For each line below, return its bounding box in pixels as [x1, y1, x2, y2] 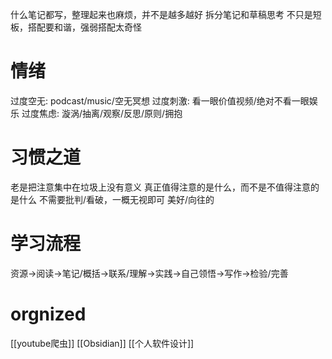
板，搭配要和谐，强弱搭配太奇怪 [10, 21, 142, 33]
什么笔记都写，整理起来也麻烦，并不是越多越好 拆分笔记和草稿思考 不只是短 [10, 9, 322, 20]
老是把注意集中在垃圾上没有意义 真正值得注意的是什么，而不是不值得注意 [10, 181, 311, 193]
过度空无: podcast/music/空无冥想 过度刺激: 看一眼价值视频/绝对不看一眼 [10, 94, 310, 107]
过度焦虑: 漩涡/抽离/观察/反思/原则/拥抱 [21, 107, 183, 119]
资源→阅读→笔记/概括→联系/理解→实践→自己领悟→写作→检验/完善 [10, 267, 289, 279]
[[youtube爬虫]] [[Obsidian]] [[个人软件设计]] [10, 337, 195, 349]
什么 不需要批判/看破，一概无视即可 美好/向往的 [18, 193, 215, 205]
